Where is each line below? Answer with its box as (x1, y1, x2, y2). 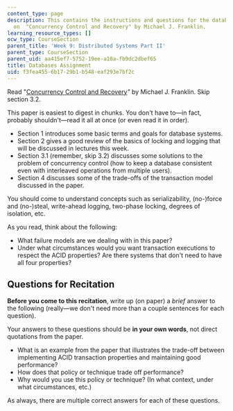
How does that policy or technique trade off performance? (17, 368, 184, 376)
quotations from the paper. (7, 332, 84, 341)
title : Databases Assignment (7, 62, 92, 69)
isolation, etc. (7, 209, 46, 218)
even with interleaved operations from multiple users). (17, 166, 172, 175)
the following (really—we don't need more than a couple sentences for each (7, 304, 225, 313)
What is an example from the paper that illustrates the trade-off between (17, 346, 225, 355)
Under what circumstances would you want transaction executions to (17, 243, 216, 252)
